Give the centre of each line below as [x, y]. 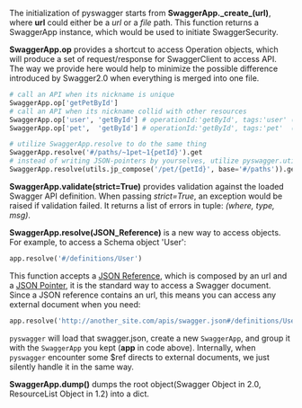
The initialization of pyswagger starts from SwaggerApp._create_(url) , [140, 13]
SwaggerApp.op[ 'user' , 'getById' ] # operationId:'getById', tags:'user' [148, 120]
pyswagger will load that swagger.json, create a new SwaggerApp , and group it [150, 338]
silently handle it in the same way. [72, 367]
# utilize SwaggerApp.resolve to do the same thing [108, 144]
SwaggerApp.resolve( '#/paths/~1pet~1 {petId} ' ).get [106, 153]
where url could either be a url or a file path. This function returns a [134, 22]
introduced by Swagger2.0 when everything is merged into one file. [134, 78]
